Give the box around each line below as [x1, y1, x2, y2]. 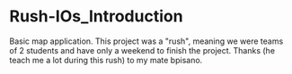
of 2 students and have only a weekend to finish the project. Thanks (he [9, 45, 276, 55]
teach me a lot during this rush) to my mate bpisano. [9, 54, 203, 65]
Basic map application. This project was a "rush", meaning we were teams [9, 36, 284, 46]
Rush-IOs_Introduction [9, 6, 183, 27]
